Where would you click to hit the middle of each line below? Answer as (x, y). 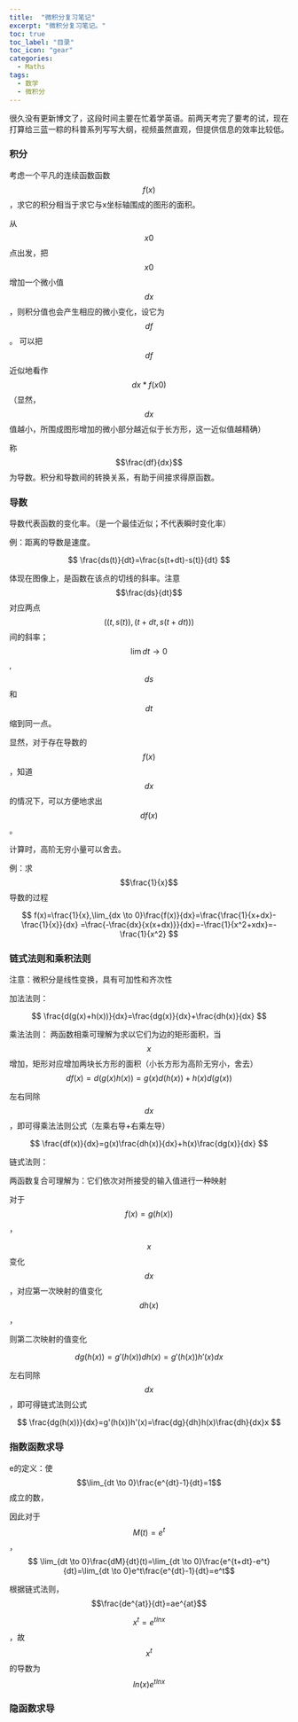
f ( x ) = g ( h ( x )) (149, 1214)
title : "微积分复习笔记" (52, 17)
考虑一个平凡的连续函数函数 (60, 175)
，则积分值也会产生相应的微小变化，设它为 (87, 311)
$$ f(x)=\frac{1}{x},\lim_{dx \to (77, 915)
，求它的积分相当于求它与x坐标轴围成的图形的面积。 (105, 204)
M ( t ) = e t (149, 1531)
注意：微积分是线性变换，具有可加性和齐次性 (91, 980)
